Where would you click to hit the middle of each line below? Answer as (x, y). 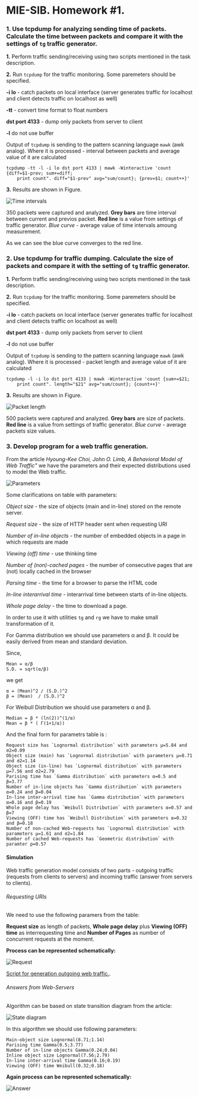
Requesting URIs (26, 896)
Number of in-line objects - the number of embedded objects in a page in (96, 536)
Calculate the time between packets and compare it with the (95, 36)
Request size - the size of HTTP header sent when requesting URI (87, 524)
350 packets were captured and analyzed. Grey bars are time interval (91, 213)
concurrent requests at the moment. (50, 939)
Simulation (20, 857)
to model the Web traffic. (37, 472)
